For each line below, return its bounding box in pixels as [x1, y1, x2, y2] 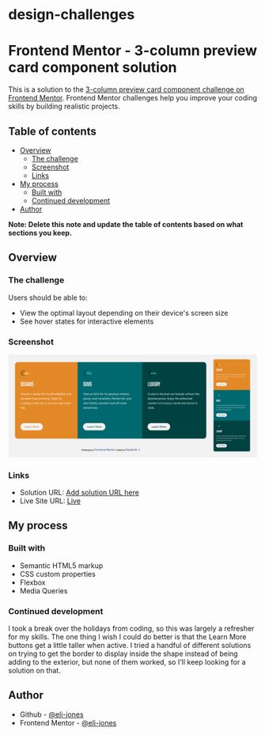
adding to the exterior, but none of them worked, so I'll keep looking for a [8, 657, 247, 666]
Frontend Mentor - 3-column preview [8, 42, 258, 60]
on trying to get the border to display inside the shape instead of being [8, 649, 239, 658]
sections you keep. [8, 228, 73, 237]
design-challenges [8, 6, 135, 24]
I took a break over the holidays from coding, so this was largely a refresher [8, 623, 255, 633]
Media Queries [19, 585, 68, 595]
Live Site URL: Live [19, 496, 81, 506]
